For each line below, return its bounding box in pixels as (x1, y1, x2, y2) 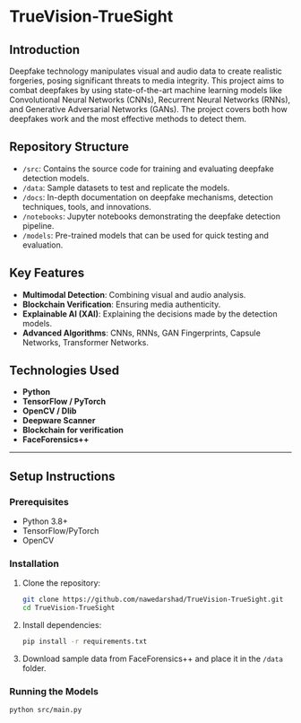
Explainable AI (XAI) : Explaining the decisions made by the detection (21, 308, 278, 319)
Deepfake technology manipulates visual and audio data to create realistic (9, 65, 282, 76)
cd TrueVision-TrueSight (21, 604, 116, 613)
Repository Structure (9, 139, 130, 154)
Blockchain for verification (21, 424, 124, 436)
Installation (9, 558, 60, 571)
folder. (21, 663, 47, 674)
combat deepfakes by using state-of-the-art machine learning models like (9, 85, 282, 95)
